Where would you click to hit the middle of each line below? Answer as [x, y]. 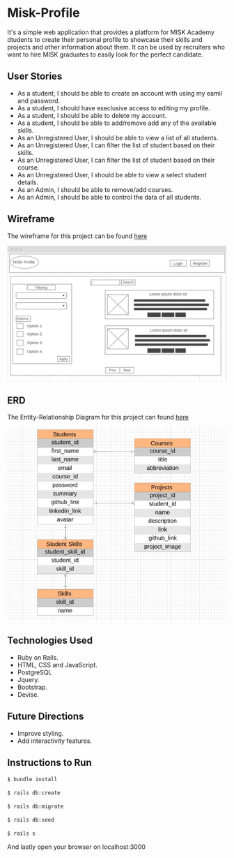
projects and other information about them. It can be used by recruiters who [116, 47]
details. [28, 182]
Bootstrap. [32, 687]
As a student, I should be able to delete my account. [92, 115]
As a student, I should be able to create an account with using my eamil [120, 93]
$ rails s [22, 833]
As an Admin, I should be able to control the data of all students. [109, 197]
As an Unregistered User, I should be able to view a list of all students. [118, 138]
